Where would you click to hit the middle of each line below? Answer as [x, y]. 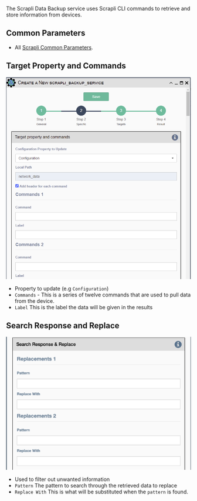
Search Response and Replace [63, 326]
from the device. [34, 301]
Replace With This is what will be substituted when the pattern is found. [101, 492]
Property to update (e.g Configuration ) [62, 288]
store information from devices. [44, 15]
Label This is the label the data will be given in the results [84, 307]
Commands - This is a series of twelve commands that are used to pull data [103, 295]
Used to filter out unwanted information [62, 479]
